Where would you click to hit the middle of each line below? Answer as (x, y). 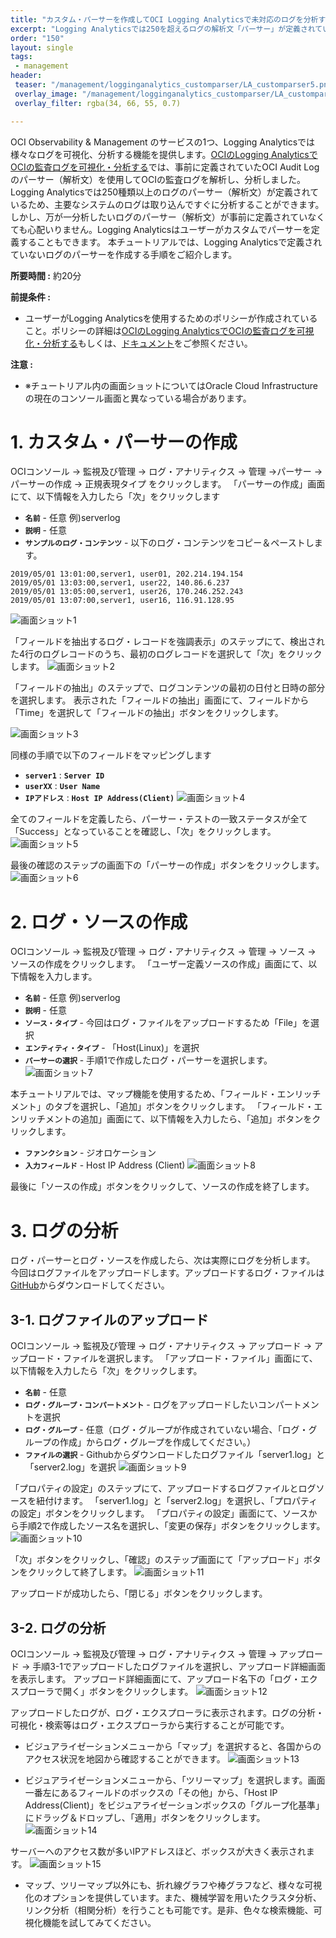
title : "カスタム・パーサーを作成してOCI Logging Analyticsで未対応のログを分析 (164, 19)
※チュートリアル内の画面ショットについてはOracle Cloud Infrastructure (171, 385)
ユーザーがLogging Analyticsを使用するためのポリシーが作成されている (171, 318)
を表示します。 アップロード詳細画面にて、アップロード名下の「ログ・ (155, 1678)
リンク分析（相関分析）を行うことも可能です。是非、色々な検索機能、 (169, 1910)
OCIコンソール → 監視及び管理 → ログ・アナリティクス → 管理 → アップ (158, 1653)
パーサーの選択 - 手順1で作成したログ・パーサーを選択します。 (148, 1060)
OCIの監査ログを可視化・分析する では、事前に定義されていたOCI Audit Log (165, 167)
